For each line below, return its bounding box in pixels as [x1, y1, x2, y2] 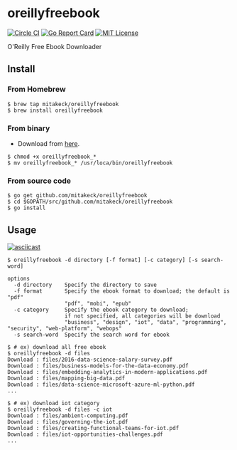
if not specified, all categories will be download [64, 313, 221, 320]
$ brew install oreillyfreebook [7, 107, 103, 114]
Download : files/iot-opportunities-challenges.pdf [7, 431, 163, 439]
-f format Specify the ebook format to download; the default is [13, 288, 231, 295]
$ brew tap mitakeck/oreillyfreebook [7, 100, 119, 108]
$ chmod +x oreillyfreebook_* [7, 153, 97, 160]
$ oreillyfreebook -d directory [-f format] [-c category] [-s [7, 256, 199, 264]
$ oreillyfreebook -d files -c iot [7, 406, 113, 414]
